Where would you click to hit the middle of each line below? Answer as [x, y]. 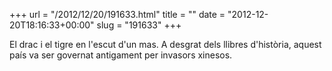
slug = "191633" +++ [139, 25]
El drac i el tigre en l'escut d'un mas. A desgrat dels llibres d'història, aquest [165, 44]
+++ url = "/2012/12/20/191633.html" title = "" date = [117, 14]
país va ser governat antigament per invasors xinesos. [121, 55]
